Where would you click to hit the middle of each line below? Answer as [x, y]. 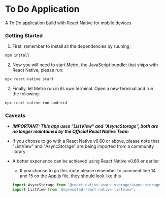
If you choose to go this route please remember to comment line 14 [88, 171]
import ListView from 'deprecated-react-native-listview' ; [74, 190]
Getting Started [24, 36]
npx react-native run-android [36, 103]
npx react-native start [30, 79]
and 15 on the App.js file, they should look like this [70, 176]
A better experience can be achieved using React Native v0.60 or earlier [85, 161]
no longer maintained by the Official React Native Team [70, 131]
